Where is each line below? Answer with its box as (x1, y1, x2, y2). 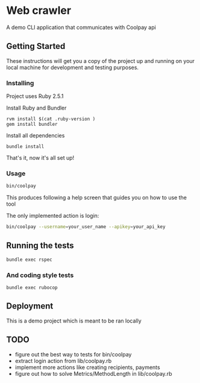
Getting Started (6, 41, 66, 51)
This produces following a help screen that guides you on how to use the (6, 194, 187, 201)
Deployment (6, 301, 54, 312)
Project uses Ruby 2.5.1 (6, 93, 64, 100)
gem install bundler (6, 122, 58, 128)
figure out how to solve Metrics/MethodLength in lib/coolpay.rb (14, 370, 172, 377)
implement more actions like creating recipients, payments (14, 364, 161, 371)
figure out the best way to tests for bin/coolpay (14, 350, 132, 358)
